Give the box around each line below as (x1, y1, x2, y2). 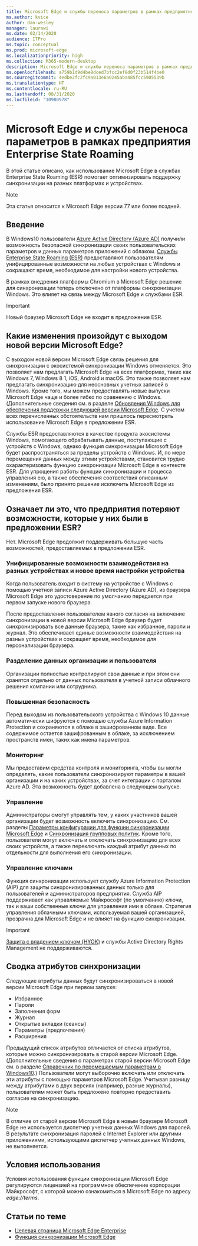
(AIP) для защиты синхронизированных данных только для (6, 883, 154, 891)
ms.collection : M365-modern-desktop (6, 58, 96, 64)
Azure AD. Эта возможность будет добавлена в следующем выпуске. (6, 783, 181, 790)
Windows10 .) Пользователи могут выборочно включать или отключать (6, 1069, 185, 1076)
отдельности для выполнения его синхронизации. (6, 849, 133, 856)
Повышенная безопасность (6, 697, 90, 706)
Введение (6, 220, 45, 230)
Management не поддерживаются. (6, 944, 93, 951)
